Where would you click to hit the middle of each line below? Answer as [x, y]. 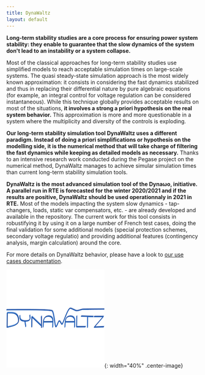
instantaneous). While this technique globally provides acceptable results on [102, 102]
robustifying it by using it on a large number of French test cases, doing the [101, 223]
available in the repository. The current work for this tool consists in [91, 216]
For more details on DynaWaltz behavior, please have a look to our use [95, 254]
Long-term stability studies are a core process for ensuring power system [102, 37]
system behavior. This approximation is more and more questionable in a [99, 115]
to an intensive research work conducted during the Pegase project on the [100, 159]
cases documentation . [35, 261]
